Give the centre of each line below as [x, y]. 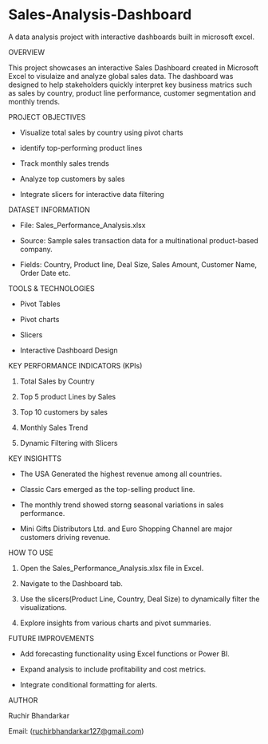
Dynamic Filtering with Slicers [69, 443]
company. [36, 249]
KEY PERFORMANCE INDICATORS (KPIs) [75, 365]
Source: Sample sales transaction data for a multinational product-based [139, 240]
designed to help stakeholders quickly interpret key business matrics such [130, 85]
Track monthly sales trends [64, 163]
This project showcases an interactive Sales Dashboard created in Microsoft [134, 67]
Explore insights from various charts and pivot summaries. [115, 623]
